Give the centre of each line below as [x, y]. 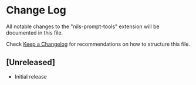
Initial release [31, 76]
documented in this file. [35, 32]
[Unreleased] [31, 62]
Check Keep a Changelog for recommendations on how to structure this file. [98, 44]
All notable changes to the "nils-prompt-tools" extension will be [83, 26]
